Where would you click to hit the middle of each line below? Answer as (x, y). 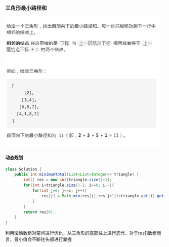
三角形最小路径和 (26, 8)
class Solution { (24, 169)
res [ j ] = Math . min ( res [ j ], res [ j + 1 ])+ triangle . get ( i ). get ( (104, 196)
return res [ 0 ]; (39, 212)
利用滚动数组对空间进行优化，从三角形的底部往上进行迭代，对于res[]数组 (81, 233)
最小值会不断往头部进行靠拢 (43, 239)
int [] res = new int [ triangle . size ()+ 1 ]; (68, 180)
